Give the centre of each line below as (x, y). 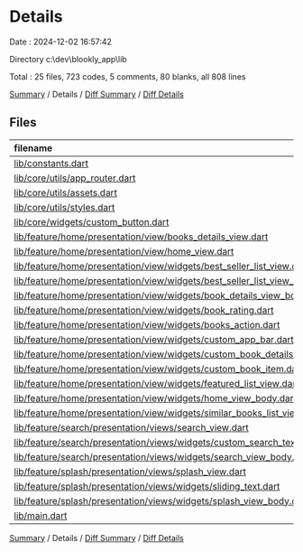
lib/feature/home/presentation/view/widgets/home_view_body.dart (156, 398)
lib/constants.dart (51, 163)
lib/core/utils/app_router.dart (75, 178)
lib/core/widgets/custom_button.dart (92, 221)
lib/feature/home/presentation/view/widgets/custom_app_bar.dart (154, 339)
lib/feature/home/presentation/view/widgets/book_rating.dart (144, 310)
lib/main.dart (41, 515)
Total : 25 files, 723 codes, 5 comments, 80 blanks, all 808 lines (128, 76)
